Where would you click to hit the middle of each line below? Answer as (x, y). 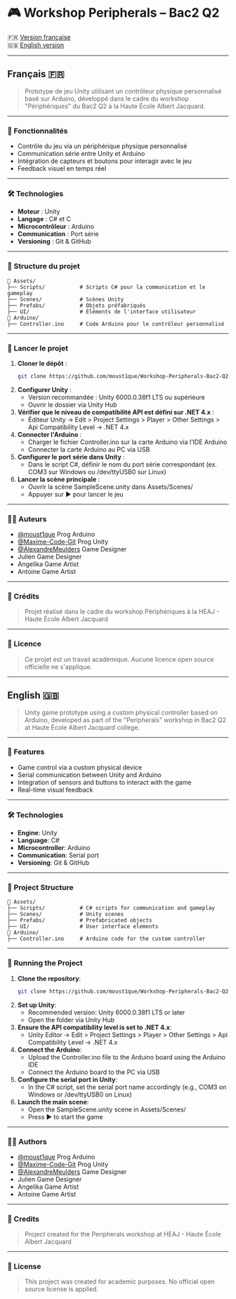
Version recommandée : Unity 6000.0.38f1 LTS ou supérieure (116, 397)
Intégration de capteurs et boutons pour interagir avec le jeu (104, 161)
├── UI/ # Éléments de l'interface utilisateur (102, 312)
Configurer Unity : (44, 389)
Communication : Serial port (58, 855)
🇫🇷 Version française (39, 37)
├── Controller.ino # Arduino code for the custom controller (106, 939)
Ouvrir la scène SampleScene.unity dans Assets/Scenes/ (110, 487)
